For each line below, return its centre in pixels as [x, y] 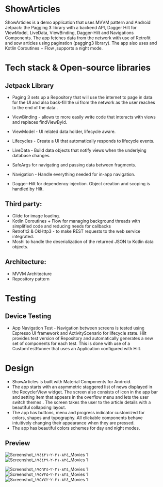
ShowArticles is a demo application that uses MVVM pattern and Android [78, 22]
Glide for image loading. [36, 216]
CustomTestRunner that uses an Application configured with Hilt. [77, 348]
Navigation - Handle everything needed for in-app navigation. [74, 174]
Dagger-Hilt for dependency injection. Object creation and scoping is [81, 183]
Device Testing [28, 316]
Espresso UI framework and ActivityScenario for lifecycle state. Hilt [79, 333]
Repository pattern [31, 279]
